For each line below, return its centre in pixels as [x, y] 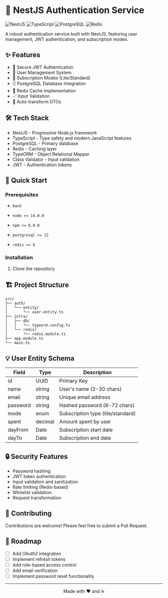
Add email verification [35, 570]
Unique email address [85, 397]
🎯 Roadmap [23, 542]
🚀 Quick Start [26, 180]
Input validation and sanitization [45, 482]
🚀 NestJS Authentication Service [75, 10]
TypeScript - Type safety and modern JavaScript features [72, 138]
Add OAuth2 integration [37, 553]
